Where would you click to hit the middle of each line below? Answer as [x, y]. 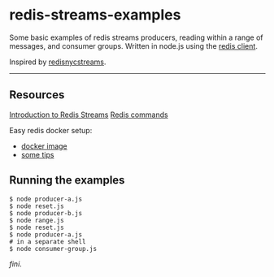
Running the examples [67, 180]
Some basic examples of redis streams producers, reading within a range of [136, 37]
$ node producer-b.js [46, 213]
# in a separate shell [48, 241]
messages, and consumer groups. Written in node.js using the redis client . [134, 45]
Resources [37, 95]
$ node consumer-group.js [53, 249]
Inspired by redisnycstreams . [58, 62]
